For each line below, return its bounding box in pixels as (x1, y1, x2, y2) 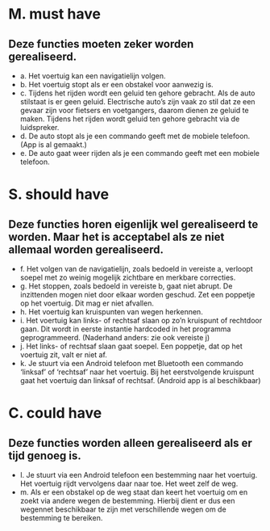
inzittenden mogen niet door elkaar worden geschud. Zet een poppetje (19, 290, 255, 299)
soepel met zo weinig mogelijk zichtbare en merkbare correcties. (19, 272, 236, 282)
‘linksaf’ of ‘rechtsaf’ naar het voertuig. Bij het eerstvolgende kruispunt (19, 367, 255, 377)
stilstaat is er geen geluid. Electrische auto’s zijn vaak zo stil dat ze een (19, 97, 255, 106)
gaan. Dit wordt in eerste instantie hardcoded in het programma (19, 324, 231, 334)
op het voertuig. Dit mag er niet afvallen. (19, 298, 155, 308)
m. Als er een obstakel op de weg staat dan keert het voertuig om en (19, 487, 248, 497)
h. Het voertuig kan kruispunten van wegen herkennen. (19, 307, 203, 316)
